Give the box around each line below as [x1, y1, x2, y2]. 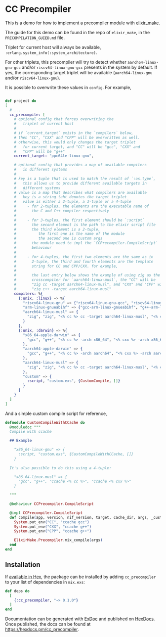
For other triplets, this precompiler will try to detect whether [5, 59, 127, 65]
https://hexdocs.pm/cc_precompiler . [5, 627, 79, 633]
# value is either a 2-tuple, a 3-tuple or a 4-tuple [14, 199, 132, 204]
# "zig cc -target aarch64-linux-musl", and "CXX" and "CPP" [14, 282, 156, 287]
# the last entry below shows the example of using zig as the [14, 273, 161, 278]
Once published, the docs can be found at [5, 621, 91, 627]
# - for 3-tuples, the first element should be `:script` [14, 218, 145, 223]
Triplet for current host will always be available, [5, 44, 101, 50]
